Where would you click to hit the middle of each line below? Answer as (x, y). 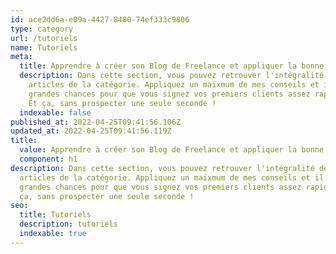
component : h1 (48, 159)
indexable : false (55, 112)
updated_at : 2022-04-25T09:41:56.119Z (91, 131)
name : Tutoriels (44, 47)
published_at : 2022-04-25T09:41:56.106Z (96, 122)
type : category (42, 29)
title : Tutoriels (55, 215)
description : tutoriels (68, 224)
